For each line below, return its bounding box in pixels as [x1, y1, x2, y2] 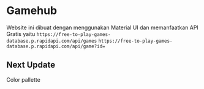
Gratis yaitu [6, 30, 36, 37]
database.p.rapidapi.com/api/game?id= [6, 43, 105, 49]
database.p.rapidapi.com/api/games [6, 38, 97, 44]
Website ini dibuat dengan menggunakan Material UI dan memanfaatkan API [6, 24, 199, 31]
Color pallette [6, 76, 41, 83]
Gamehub [6, 4, 58, 18]
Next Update [6, 60, 56, 70]
